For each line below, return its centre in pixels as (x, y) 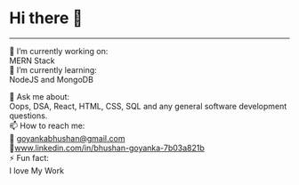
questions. (28, 116)
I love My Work (37, 170)
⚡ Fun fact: (29, 157)
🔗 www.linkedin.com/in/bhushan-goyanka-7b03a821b (107, 148)
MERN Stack (32, 60)
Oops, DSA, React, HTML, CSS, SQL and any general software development (148, 106)
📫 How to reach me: (47, 125)
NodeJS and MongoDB (51, 79)
